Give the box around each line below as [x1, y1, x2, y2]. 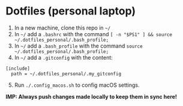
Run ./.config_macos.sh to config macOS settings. [14, 81, 140, 89]
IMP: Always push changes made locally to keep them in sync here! [5, 93, 178, 100]
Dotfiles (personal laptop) [5, 4, 136, 18]
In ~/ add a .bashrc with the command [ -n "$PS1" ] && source [14, 30, 172, 37]
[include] [5, 65, 31, 72]
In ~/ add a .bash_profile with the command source [14, 42, 143, 49]
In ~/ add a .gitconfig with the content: [14, 54, 113, 61]
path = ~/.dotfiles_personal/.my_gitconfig [11, 70, 121, 76]
